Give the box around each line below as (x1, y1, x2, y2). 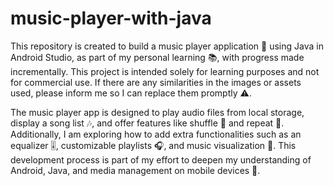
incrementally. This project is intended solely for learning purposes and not (10, 65, 320, 77)
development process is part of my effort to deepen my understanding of (10, 153, 312, 166)
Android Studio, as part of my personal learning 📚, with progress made (10, 51, 305, 63)
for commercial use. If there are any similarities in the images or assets (10, 76, 302, 88)
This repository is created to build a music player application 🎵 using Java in (10, 40, 324, 52)
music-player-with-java (10, 7, 212, 30)
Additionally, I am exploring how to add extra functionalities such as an (10, 128, 302, 140)
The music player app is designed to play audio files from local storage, (10, 106, 305, 118)
